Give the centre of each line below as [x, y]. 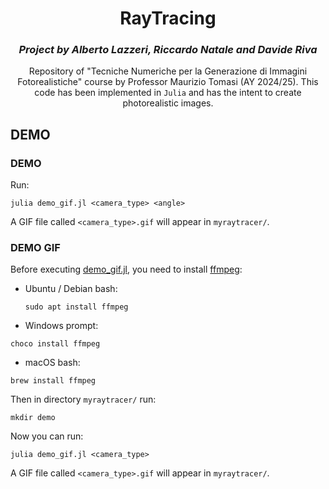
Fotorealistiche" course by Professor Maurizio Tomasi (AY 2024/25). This [168, 82]
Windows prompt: [61, 326]
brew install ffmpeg [53, 381]
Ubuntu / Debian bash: [71, 289]
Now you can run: [47, 436]
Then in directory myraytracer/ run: [83, 399]
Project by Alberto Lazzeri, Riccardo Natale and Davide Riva [168, 50]
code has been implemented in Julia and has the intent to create [168, 93]
